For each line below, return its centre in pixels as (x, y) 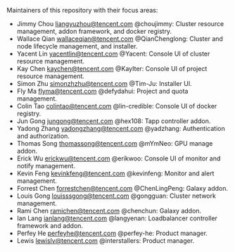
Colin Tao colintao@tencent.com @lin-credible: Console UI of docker (117, 106)
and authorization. (43, 136)
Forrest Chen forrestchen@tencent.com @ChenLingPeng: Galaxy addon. (122, 188)
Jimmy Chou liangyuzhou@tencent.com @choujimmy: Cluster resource (120, 24)
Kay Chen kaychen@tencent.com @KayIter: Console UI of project (112, 69)
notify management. (46, 166)
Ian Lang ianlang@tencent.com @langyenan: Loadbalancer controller (117, 218)
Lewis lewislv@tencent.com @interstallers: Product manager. (106, 241)
